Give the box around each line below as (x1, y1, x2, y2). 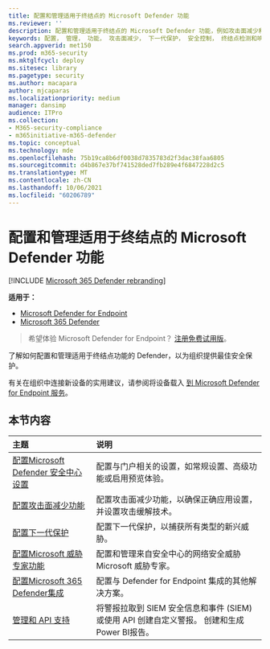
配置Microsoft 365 (12, 576, 83, 587)
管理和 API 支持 (12, 614, 71, 626)
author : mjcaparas (8, 86, 70, 95)
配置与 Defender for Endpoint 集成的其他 (96, 576, 249, 587)
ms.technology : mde (8, 146, 74, 154)
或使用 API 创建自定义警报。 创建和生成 (96, 614, 245, 626)
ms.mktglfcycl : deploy (8, 57, 84, 65)
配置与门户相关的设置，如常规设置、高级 (96, 461, 249, 472)
